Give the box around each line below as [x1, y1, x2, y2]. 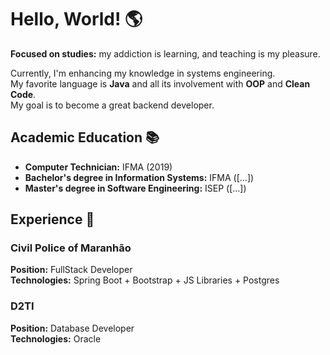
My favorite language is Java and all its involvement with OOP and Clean [10, 77, 311, 90]
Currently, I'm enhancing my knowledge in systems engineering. [10, 67, 276, 79]
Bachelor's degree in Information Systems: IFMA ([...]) [24, 171, 255, 183]
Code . [10, 88, 37, 100]
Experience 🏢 [10, 211, 95, 228]
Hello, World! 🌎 [10, 8, 143, 31]
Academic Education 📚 [10, 129, 160, 146]
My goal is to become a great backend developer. [10, 99, 215, 111]
